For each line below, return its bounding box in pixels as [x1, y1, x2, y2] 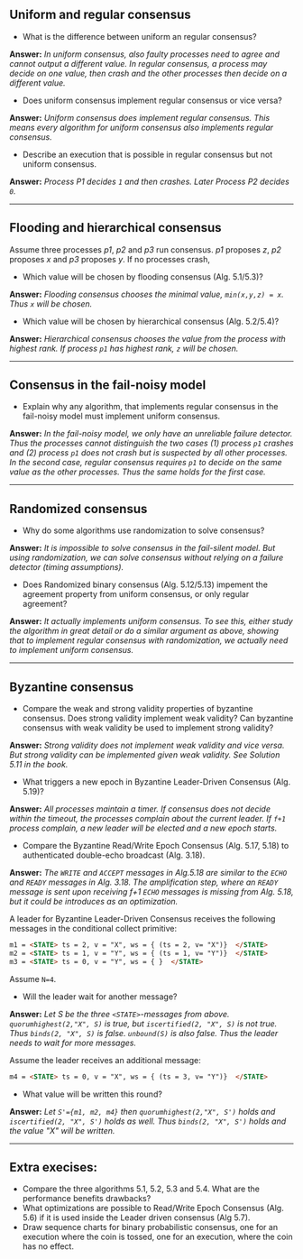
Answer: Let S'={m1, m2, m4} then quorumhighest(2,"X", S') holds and [9, 1106, 276, 1117]
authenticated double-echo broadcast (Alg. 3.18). [22, 850, 206, 860]
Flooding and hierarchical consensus [9, 220, 223, 235]
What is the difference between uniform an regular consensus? [22, 31, 257, 41]
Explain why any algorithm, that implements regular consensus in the [22, 401, 279, 412]
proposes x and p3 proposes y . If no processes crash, [9, 253, 210, 264]
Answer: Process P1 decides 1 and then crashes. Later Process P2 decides [9, 176, 290, 187]
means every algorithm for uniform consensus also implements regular [9, 122, 273, 133]
